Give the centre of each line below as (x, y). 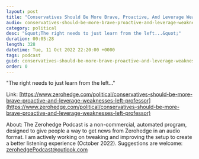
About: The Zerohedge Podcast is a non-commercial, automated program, (97, 125)
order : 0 (17, 66)
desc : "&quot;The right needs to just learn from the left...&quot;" (94, 34)
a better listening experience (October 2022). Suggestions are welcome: (94, 143)
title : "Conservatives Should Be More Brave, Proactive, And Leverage (95, 17)
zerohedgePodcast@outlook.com (47, 150)
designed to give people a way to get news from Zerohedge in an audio (93, 131)
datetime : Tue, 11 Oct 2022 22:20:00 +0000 (61, 50)
